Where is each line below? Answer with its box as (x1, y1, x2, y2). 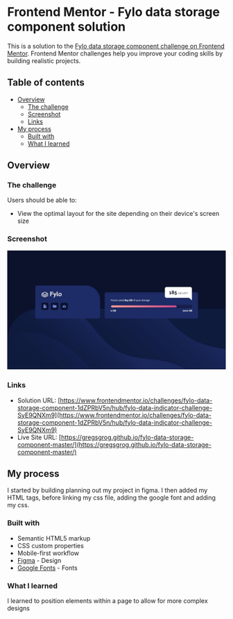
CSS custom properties (17, 541, 85, 550)
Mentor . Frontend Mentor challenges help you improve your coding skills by (7, 49, 223, 58)
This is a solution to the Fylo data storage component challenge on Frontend (7, 42, 225, 50)
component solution (7, 19, 126, 35)
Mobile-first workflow (17, 549, 80, 557)
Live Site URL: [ (17, 433, 62, 441)
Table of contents (7, 77, 85, 89)
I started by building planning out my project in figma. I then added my (7, 486, 208, 495)
